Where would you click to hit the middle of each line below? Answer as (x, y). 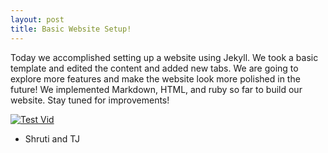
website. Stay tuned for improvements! (90, 100)
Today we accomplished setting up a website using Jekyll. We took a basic (164, 57)
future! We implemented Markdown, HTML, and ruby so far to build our (156, 89)
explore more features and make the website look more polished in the (155, 78)
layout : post (37, 19)
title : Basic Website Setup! (71, 29)
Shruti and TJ (52, 138)
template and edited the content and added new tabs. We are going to (154, 68)
